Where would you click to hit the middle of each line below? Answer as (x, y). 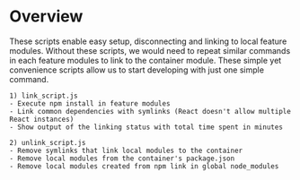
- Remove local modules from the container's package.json (122, 159)
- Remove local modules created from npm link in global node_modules (144, 166)
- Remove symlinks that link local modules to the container (126, 150)
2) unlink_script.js (48, 142)
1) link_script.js (44, 96)
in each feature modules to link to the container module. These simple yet (146, 60)
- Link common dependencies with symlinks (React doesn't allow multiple (150, 111)
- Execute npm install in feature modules (90, 103)
